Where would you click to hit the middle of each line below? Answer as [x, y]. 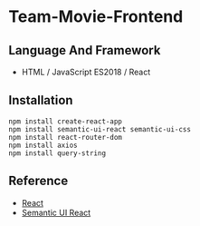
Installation [41, 100]
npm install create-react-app [66, 121]
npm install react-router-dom [66, 137]
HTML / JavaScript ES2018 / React [86, 72]
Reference [38, 181]
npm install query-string [57, 153]
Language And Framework [85, 50]
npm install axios [43, 145]
